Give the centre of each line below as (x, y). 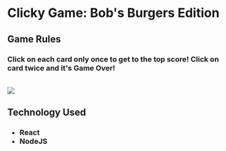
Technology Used (47, 113)
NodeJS (33, 141)
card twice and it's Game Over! (61, 68)
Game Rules (34, 39)
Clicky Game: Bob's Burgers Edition (113, 13)
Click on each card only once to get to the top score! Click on (113, 59)
